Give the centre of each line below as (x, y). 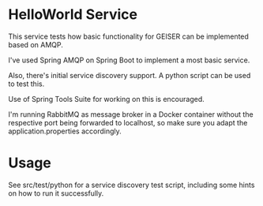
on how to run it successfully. (56, 193)
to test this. (26, 84)
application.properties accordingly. (65, 131)
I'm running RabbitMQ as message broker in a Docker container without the (131, 114)
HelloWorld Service (73, 15)
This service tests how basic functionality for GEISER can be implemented (128, 36)
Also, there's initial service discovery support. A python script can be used (130, 75)
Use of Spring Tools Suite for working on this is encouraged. (107, 99)
